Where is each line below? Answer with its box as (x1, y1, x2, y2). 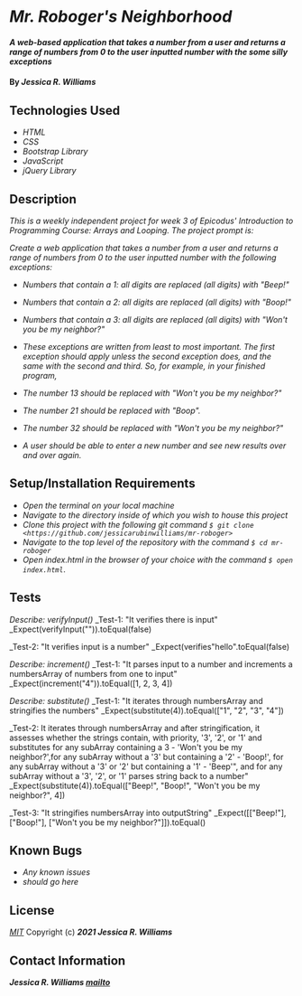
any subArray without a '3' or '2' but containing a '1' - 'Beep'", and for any (9, 761, 283, 772)
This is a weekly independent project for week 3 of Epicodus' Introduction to (9, 215, 294, 226)
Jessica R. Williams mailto (9, 977, 111, 988)
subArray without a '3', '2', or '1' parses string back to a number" (9, 770, 249, 781)
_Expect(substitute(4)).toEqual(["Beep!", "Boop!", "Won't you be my (9, 780, 261, 791)
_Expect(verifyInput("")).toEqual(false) (9, 624, 152, 634)
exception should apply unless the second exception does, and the (22, 351, 272, 362)
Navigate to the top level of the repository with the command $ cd (22, 536, 268, 548)
